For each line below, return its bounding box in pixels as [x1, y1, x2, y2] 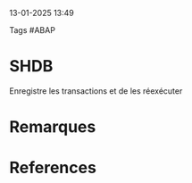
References [9, 158, 96, 178]
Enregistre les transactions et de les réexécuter [9, 85, 183, 96]
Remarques [9, 117, 96, 137]
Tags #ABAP [9, 25, 56, 35]
